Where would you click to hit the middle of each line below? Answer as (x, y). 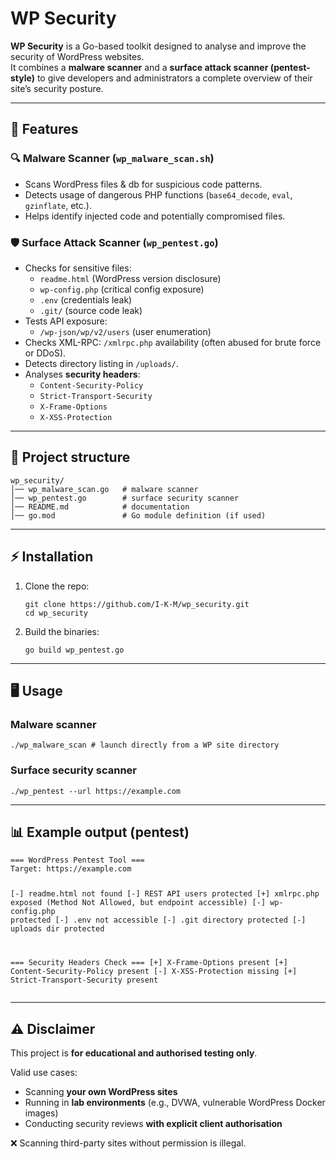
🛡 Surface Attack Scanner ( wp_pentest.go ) (114, 242)
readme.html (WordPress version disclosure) (130, 278)
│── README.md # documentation (100, 507)
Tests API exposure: (66, 321)
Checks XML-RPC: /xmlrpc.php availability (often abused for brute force (173, 342)
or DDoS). (45, 353)
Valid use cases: (44, 1072)
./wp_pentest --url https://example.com (96, 791)
